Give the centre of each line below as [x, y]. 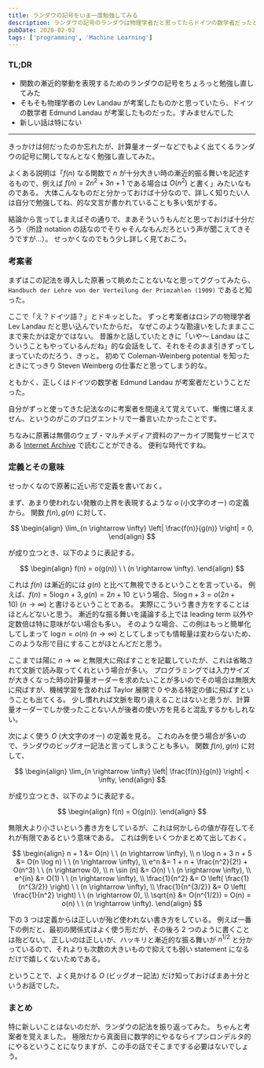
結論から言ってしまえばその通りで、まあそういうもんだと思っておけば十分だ [132, 219]
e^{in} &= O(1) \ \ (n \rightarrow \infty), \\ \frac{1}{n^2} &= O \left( [119, 878]
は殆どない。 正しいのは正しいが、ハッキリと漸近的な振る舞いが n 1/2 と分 [127, 938]
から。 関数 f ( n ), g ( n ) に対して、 [59, 512]
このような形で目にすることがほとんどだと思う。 [87, 643]
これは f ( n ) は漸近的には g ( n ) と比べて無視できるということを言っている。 [128, 584]
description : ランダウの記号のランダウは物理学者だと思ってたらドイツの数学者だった [130, 23]
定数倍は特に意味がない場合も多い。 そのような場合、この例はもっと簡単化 [130, 624]
